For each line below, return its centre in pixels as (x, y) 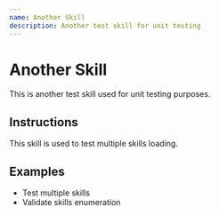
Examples (37, 171)
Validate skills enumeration (71, 203)
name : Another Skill (48, 17)
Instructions (44, 122)
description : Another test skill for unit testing (105, 26)
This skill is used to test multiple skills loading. (93, 144)
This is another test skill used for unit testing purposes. (110, 94)
